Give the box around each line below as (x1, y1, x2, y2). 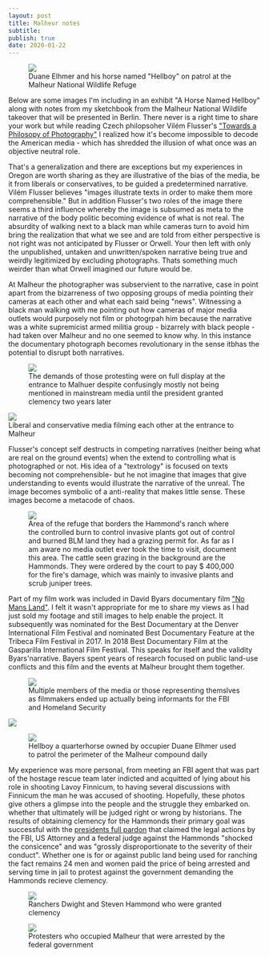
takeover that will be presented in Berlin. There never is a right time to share (8, 113, 259, 123)
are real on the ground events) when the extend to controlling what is (8, 453, 236, 463)
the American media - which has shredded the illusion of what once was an (8, 138, 258, 148)
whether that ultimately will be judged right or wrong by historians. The (8, 808, 243, 818)
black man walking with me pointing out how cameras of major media (8, 305, 238, 315)
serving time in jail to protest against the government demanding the (8, 867, 234, 877)
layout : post (8, 11, 52, 20)
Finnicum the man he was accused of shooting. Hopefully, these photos (8, 790, 246, 801)
